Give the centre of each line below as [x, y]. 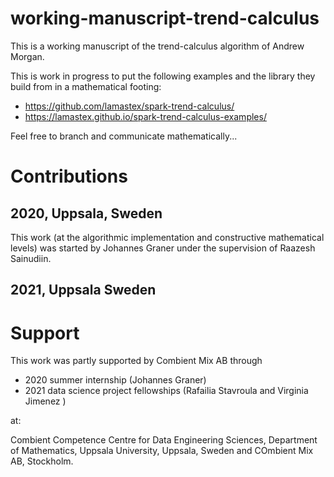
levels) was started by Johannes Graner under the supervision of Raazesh [163, 248]
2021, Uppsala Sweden [83, 290]
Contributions [69, 176]
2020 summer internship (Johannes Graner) [115, 380]
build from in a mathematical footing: [86, 86]
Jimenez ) [45, 401]
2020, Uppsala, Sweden [86, 213]
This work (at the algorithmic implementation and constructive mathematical [167, 237]
